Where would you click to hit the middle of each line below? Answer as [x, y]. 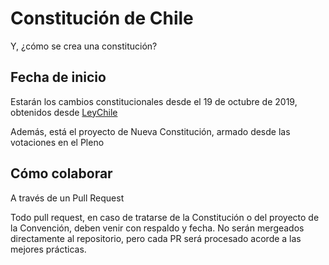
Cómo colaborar [61, 173]
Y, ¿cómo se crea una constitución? [84, 46]
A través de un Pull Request [67, 198]
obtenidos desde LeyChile [64, 112]
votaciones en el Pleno [57, 142]
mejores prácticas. [48, 249]
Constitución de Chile [102, 18]
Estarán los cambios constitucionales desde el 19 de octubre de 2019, [154, 101]
